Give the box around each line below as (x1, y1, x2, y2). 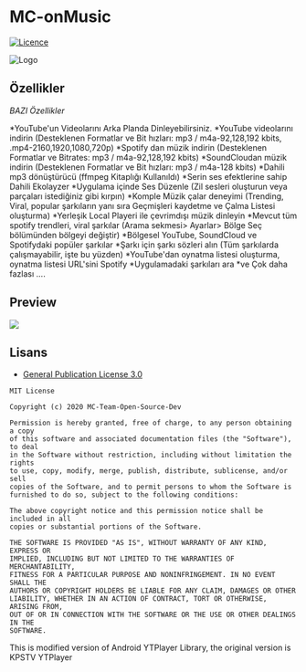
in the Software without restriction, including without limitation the (9, 450, 292, 460)
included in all (9, 514, 71, 524)
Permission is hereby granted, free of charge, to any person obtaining (9, 418, 292, 428)
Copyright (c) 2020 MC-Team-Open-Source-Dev (9, 403, 182, 412)
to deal (9, 443, 39, 452)
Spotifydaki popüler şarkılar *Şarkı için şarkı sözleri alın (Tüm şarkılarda (9, 239, 280, 250)
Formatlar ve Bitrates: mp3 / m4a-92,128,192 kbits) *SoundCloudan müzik (9, 152, 288, 163)
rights (9, 458, 35, 467)
